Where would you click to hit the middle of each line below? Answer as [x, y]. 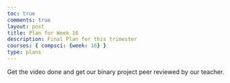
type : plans [24, 53]
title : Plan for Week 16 [43, 33]
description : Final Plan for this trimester [72, 39]
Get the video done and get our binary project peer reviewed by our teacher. [116, 72]
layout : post [26, 26]
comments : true [29, 20]
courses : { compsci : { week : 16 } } [57, 46]
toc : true [21, 13]
